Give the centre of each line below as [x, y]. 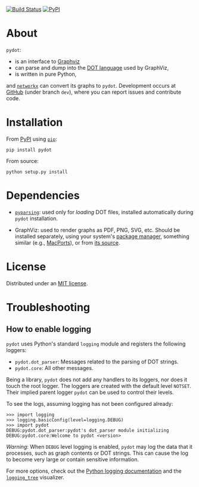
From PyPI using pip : [32, 139]
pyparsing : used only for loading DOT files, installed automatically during [104, 212]
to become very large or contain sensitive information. [73, 459]
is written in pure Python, [46, 74]
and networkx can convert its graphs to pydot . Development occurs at [91, 85]
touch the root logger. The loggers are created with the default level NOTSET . [99, 386]
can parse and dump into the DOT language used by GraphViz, [92, 67]
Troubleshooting [48, 307]
